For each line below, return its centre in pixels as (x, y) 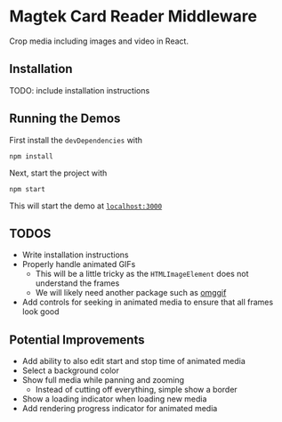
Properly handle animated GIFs (79, 264)
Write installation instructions (75, 255)
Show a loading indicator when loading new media (114, 399)
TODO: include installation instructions (80, 90)
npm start (28, 189)
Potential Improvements (77, 340)
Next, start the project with (58, 173)
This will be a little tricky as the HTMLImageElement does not (142, 274)
